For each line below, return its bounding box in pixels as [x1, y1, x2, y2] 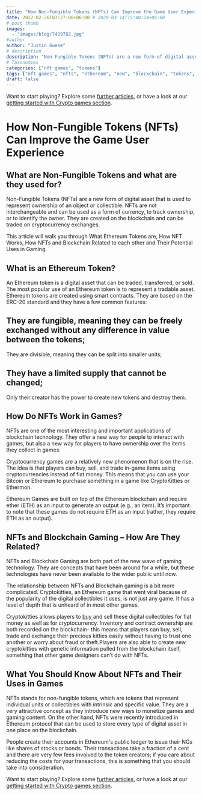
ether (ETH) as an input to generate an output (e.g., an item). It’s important [6, 502, 191, 509]
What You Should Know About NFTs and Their [6, 669, 182, 679]
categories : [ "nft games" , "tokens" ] [6, 65, 101, 71]
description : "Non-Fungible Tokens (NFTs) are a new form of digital [6, 54, 185, 60]
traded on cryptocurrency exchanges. [6, 221, 100, 228]
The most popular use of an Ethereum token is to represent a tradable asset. [6, 285, 195, 293]
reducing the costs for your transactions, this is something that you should [6, 758, 191, 764]
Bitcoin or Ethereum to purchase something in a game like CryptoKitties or [6, 477, 190, 485]
